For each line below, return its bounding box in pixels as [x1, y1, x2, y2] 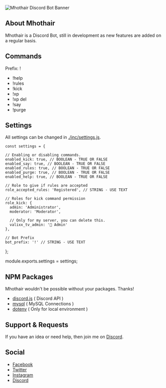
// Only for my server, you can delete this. [9, 218, 106, 223]
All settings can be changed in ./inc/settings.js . [5, 134, 101, 140]
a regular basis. [5, 37, 37, 43]
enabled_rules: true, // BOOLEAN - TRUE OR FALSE [5, 166, 110, 171]
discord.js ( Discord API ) [12, 295, 64, 301]
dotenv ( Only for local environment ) [12, 306, 88, 312]
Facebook [12, 361, 33, 367]
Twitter [12, 367, 27, 373]
